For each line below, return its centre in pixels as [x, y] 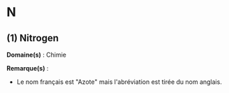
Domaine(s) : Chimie [37, 55]
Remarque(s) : [28, 68]
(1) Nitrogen [33, 38]
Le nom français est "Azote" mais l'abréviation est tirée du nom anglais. [119, 82]
